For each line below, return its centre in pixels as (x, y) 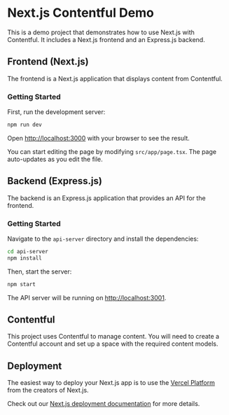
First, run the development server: (56, 112)
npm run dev (25, 125)
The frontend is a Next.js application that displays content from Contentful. (115, 78)
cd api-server (28, 252)
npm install (25, 258)
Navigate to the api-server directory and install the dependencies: (103, 239)
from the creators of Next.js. (48, 391)
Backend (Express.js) (55, 181)
